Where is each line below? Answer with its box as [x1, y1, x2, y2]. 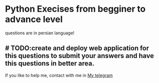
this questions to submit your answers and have [5, 52, 155, 60]
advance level [5, 14, 63, 25]
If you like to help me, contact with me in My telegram [5, 72, 113, 78]
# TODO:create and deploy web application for [5, 44, 149, 52]
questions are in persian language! [5, 30, 75, 36]
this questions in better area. [5, 60, 95, 68]
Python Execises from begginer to [5, 3, 146, 15]
